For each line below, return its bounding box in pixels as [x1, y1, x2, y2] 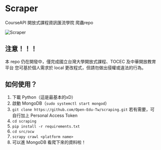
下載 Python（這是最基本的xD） [12, 94, 76, 100]
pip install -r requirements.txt [12, 124, 80, 129]
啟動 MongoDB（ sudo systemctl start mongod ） [12, 100, 109, 106]
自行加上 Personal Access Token [12, 112, 78, 118]
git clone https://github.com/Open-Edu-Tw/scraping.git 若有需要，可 [12, 106, 155, 112]
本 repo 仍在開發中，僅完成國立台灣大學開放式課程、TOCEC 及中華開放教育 [5, 58, 157, 64]
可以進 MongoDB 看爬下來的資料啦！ [12, 139, 86, 145]
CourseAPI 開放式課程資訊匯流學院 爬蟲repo [5, 19, 93, 25]
